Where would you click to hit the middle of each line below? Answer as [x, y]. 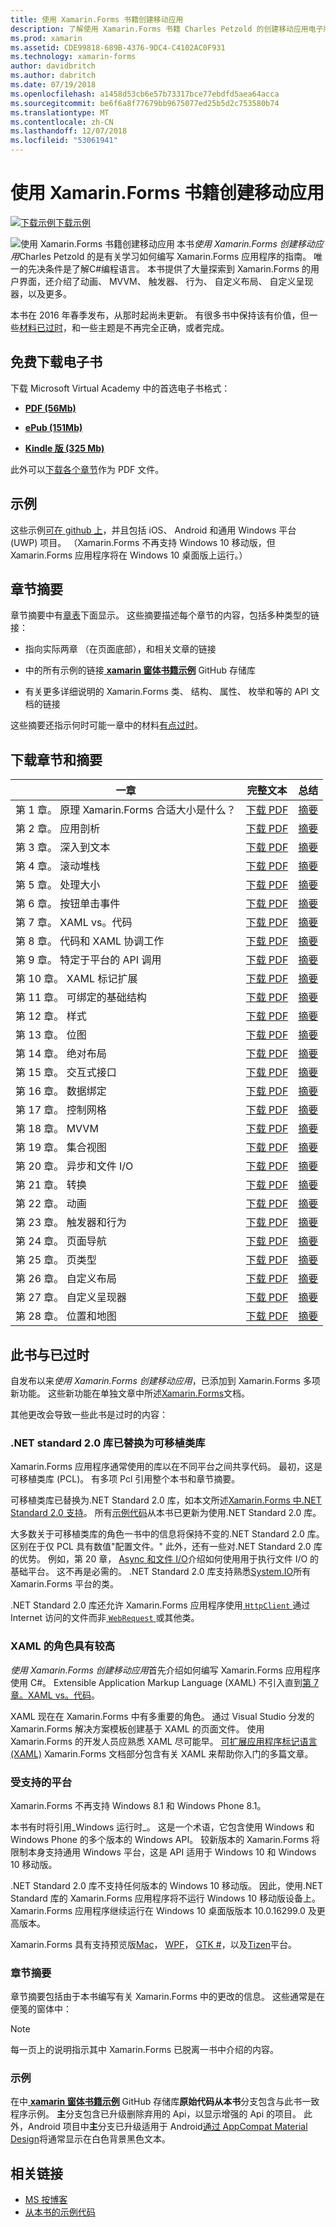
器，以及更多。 [41, 293]
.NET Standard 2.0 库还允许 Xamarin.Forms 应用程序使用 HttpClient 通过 [160, 1605]
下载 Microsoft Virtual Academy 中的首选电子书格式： [120, 388]
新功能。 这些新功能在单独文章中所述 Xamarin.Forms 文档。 [130, 1393]
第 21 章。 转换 [51, 1185]
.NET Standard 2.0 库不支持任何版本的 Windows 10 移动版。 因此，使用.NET [167, 1885]
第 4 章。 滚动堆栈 [58, 866]
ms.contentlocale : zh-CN [62, 122]
